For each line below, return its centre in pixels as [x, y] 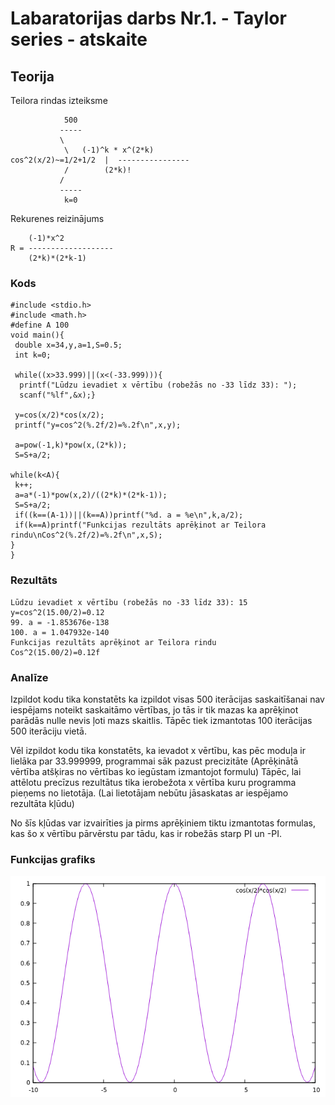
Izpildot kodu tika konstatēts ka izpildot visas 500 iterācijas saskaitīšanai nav [167, 699]
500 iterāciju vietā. [48, 731]
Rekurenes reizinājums [57, 218]
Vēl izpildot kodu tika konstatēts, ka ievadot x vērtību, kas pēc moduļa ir [158, 750]
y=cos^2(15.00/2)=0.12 [57, 612]
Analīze [29, 677]
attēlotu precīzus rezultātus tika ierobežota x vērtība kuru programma [153, 782]
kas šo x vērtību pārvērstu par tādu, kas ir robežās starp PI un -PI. [146, 833]
